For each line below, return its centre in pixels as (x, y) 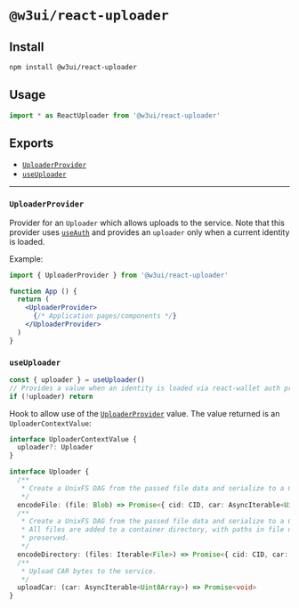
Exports (32, 143)
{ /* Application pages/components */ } (105, 316)
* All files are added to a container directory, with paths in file (153, 530)
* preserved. (45, 538)
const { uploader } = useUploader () (77, 380)
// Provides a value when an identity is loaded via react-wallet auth (145, 388)
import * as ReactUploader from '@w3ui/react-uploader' (115, 115)
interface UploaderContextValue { (73, 439)
